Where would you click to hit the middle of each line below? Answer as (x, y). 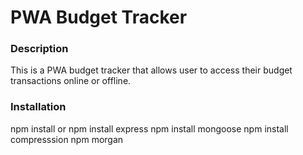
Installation (38, 107)
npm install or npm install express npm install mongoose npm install (149, 128)
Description (39, 49)
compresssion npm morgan (67, 139)
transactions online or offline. (71, 81)
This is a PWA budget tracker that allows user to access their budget (151, 70)
